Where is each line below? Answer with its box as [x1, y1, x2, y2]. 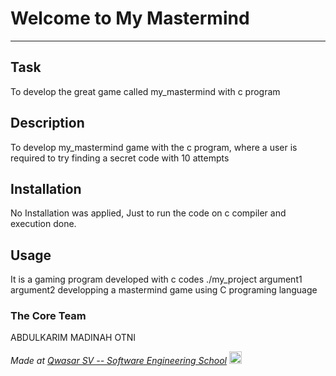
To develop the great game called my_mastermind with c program [10, 85, 281, 97]
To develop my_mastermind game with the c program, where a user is [10, 141, 298, 153]
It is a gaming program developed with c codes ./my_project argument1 [10, 273, 303, 286]
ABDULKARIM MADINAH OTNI [10, 332, 137, 344]
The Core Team [10, 309, 87, 323]
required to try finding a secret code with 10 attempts [10, 152, 230, 164]
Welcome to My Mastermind [10, 7, 250, 30]
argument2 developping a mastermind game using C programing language [10, 284, 318, 296]
